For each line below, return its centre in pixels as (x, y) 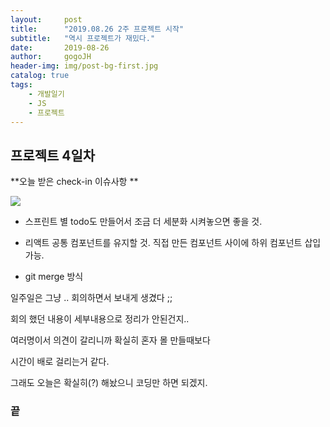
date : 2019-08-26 (60, 47)
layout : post (46, 19)
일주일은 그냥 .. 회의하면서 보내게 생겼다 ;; (91, 298)
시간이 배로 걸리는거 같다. (60, 362)
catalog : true (40, 76)
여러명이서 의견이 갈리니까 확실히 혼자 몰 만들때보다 (110, 340)
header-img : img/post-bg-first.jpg (84, 66)
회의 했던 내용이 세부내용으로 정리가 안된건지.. (100, 319)
